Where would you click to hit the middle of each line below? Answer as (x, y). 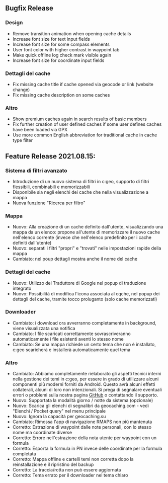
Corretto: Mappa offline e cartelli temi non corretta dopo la (73, 459)
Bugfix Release (29, 8)
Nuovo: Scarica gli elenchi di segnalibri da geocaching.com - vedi (81, 406)
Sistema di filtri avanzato (36, 171)
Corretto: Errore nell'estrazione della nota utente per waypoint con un (85, 438)
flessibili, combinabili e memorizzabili (51, 187)
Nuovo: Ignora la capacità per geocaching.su (59, 417)
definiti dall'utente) (32, 243)
